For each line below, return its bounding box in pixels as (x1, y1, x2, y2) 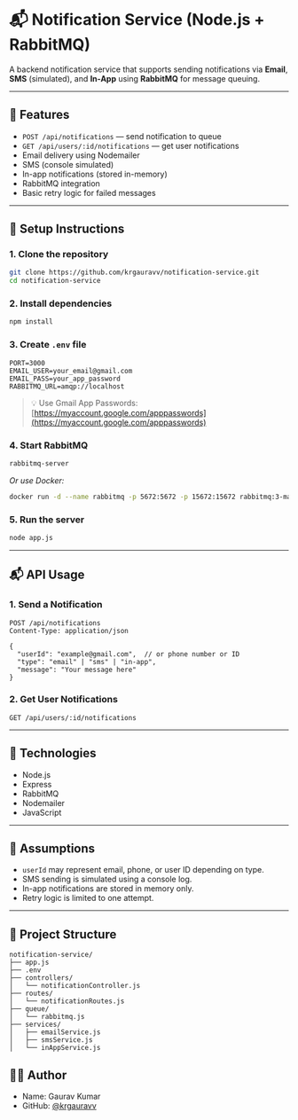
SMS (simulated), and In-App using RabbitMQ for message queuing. (9, 73, 260, 83)
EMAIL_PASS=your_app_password (9, 374, 122, 383)
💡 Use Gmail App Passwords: (30, 397, 138, 408)
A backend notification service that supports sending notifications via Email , (9, 64, 288, 74)
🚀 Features (9, 107, 70, 122)
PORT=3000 (9, 358, 46, 367)
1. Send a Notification (9, 599, 104, 611)
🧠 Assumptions (9, 842, 96, 857)
